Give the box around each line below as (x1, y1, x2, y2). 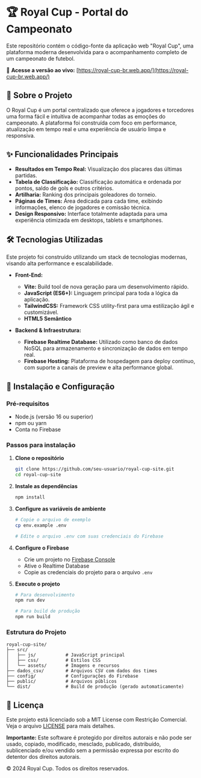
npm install (14, 494, 45, 500)
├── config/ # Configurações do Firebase (6, 673, 138, 679)
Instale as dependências (14, 483, 78, 490)
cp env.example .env (14, 522, 67, 528)
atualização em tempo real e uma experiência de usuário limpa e (6, 125, 167, 133)
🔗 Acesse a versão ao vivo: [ (6, 66, 79, 73)
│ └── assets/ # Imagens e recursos (6, 663, 120, 669)
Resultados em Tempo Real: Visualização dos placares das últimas (14, 165, 182, 173)
